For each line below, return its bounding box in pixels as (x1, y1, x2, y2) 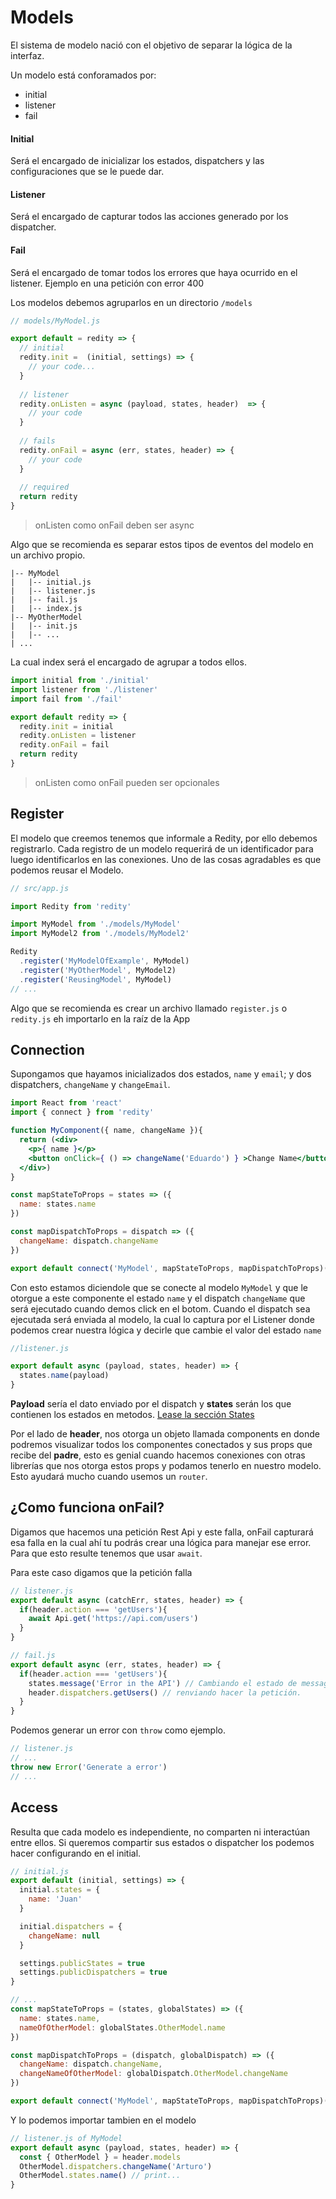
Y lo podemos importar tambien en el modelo (10, 2114, 197, 2126)
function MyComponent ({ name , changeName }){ (10, 1126, 203, 1136)
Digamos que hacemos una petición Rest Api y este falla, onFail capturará (10, 1526, 314, 1538)
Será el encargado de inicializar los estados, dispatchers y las (10, 155, 265, 167)
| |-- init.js (10, 621, 78, 631)
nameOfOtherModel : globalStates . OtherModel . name (19, 2022, 226, 2033)
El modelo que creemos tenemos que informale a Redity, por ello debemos (10, 832, 318, 844)
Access (10, 1799, 58, 1816)
